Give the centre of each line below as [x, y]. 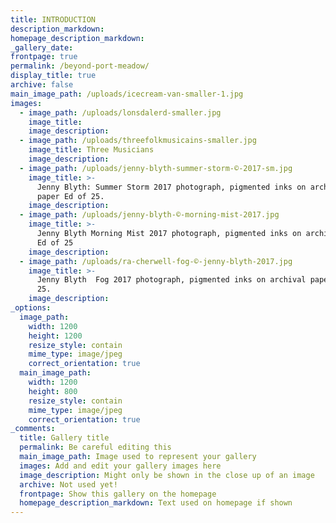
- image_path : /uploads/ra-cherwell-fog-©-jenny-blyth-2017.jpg [156, 261]
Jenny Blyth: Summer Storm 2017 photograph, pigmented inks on [171, 187]
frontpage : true [44, 57]
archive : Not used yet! [68, 484]
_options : [31, 308]
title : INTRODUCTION [53, 19]
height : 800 [53, 391]
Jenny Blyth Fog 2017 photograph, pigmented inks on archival [171, 280]
